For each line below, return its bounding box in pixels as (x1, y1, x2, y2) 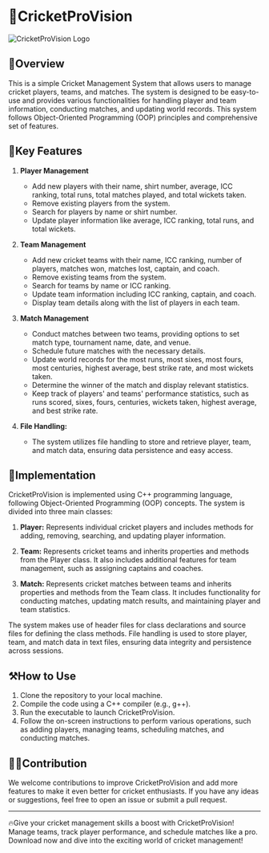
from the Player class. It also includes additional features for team (19, 555, 237, 565)
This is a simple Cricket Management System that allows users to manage (8, 78, 252, 88)
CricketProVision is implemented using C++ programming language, (8, 490, 233, 500)
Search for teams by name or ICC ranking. (31, 280, 171, 290)
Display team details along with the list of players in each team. (31, 297, 240, 308)
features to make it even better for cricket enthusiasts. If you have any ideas (8, 786, 259, 796)
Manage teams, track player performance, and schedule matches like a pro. (8, 827, 259, 836)
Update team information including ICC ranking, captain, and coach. (31, 289, 256, 299)
